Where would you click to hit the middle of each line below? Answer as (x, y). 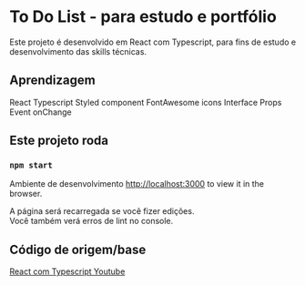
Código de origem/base (78, 249)
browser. (26, 194)
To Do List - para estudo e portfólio (143, 17)
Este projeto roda (59, 141)
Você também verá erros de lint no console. (91, 221)
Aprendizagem (52, 81)
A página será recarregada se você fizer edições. (102, 211)
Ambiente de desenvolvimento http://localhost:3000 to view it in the (137, 184)
